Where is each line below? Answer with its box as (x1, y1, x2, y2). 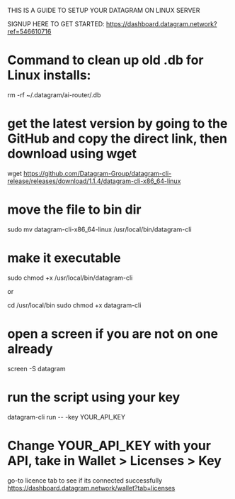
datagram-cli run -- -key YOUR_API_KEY (7, 412, 126, 421)
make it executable (7, 250, 122, 265)
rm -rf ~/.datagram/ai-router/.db (7, 90, 101, 99)
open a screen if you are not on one (7, 326, 218, 341)
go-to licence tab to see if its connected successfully (7, 476, 163, 485)
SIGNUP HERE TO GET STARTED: (7, 20, 105, 28)
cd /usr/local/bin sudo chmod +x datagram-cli (7, 301, 142, 309)
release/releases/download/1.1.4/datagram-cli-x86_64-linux (7, 177, 181, 185)
